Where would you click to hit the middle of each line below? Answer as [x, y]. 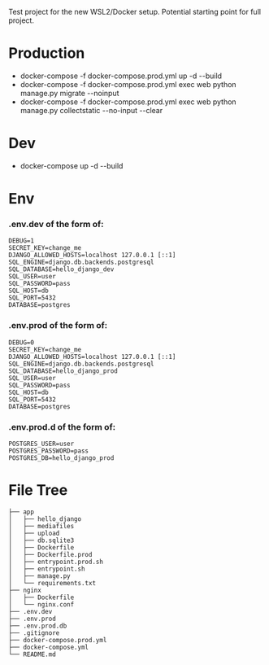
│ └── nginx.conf [41, 604]
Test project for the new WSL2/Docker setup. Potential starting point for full [135, 12]
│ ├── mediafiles [41, 526]
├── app [22, 512]
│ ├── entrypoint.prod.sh [56, 562]
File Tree [38, 490]
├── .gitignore [34, 633]
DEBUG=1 [22, 241]
